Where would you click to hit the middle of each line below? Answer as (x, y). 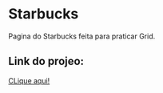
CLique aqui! (29, 80)
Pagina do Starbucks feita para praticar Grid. (82, 36)
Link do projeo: (46, 61)
